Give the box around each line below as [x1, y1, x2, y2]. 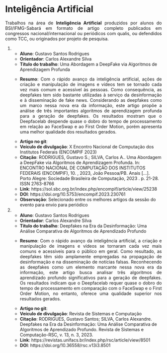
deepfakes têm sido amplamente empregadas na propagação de [19, 253, 162, 259]
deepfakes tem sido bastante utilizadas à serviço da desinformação [19, 92, 162, 98]
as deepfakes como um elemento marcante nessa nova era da [19, 264, 162, 270]
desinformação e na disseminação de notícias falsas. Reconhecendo [19, 259, 162, 265]
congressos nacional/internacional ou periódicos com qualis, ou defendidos [5, 30, 162, 36]
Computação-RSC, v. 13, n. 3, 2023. [19, 332, 93, 338]
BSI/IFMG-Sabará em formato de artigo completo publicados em [5, 25, 162, 31]
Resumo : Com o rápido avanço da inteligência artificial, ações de [19, 76, 162, 82]
